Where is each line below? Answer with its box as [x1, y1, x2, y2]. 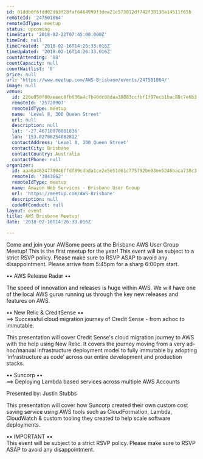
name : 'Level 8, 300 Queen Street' [12, 111, 102, 117]
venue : [6, 89, 23, 95]
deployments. [6, 421, 41, 428]
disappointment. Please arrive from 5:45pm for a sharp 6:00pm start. [6, 261, 179, 267]
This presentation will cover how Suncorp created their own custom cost [6, 402, 188, 409]
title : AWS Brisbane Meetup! [6, 213, 80, 220]
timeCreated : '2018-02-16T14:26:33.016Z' [6, 43, 113, 49]
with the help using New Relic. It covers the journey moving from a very [6, 340, 185, 347]
